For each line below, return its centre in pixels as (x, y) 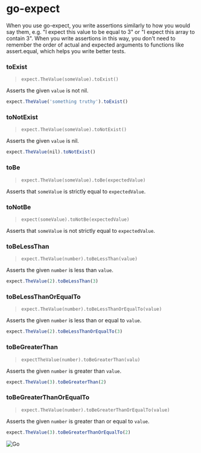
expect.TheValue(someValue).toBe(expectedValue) (83, 180)
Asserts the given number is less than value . (60, 270)
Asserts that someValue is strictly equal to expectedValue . (76, 191)
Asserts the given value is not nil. (47, 91)
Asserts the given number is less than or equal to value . (74, 321)
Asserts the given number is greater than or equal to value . (78, 421)
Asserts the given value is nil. (43, 141)
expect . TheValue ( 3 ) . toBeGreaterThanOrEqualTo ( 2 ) (69, 432)
